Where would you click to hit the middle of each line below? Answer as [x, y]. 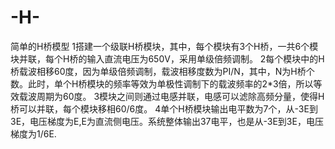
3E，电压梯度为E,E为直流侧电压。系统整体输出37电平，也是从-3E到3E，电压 [167, 121]
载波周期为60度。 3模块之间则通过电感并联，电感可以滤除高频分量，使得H [171, 96]
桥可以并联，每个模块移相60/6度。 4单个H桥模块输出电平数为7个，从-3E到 [164, 108]
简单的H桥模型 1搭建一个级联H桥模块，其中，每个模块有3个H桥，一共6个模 [164, 46]
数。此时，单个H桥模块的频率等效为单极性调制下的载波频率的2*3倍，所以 [162, 83]
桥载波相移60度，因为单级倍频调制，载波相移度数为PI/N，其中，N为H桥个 [162, 71]
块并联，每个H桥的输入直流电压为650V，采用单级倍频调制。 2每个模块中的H [167, 58]
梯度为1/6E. [33, 133]
